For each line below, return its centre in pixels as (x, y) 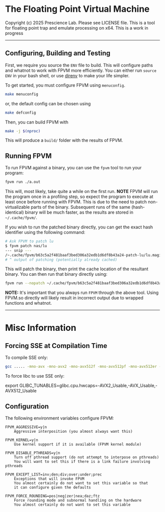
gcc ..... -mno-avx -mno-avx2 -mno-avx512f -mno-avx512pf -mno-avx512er (81, 367)
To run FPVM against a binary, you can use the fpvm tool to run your (73, 168)
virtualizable (17, 207)
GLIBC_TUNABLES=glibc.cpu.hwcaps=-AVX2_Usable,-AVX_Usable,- (89, 385)
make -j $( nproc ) (23, 131)
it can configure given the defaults (53, 487)
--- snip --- (18, 250)
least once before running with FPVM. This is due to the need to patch (76, 202)
